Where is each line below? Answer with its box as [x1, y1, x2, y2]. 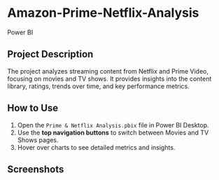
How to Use [7, 102, 59, 114]
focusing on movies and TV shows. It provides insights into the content [7, 74, 212, 83]
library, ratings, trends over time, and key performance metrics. [7, 82, 190, 90]
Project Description [7, 48, 94, 60]
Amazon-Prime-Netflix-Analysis [7, 5, 199, 21]
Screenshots [7, 163, 64, 175]
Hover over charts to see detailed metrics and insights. [17, 143, 176, 151]
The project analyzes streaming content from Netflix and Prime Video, [7, 67, 209, 75]
